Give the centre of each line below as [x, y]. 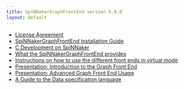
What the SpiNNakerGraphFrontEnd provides [70, 54]
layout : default [26, 17]
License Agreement [39, 34]
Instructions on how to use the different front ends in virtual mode [97, 60]
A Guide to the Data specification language [68, 79]
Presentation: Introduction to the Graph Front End [76, 66]
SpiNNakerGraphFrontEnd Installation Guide [69, 41]
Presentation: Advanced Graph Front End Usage [74, 73]
